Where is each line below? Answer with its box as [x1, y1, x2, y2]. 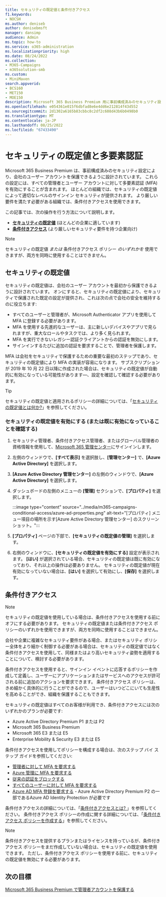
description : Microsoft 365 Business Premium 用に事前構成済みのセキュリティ [5, 100, 158, 105]
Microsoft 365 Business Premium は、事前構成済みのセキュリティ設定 [5, 167, 147, 174]
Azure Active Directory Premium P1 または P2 [12, 719, 105, 725]
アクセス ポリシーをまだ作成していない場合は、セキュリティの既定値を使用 [5, 844, 157, 850]
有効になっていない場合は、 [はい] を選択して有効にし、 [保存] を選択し [12, 568, 156, 574]
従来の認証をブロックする [12, 776, 65, 782]
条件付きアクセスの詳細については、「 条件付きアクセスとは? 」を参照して [5, 805, 153, 811]
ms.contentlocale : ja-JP [5, 118, 56, 123]
